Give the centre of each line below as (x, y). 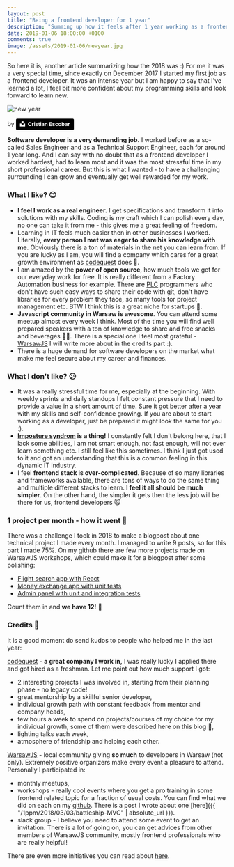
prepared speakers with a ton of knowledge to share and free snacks (116, 329)
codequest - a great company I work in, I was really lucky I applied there (112, 661)
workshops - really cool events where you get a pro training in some (115, 790)
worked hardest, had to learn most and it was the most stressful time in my (114, 162)
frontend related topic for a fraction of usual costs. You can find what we (122, 797)
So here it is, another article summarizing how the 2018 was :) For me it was (116, 66)
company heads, (41, 712)
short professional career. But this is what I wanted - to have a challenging (114, 170)
